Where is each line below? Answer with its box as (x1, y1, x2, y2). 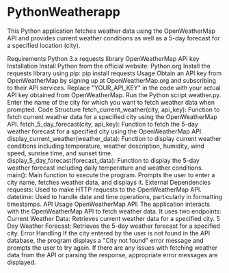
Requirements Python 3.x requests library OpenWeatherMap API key (7, 54, 200, 62)
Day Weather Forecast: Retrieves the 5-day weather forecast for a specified (7, 222, 221, 230)
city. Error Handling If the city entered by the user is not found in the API (7, 229, 211, 237)
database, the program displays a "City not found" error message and (7, 236, 204, 244)
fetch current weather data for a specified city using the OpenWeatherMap (7, 112, 217, 120)
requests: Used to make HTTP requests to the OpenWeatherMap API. (7, 185, 202, 194)
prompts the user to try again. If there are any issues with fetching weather (7, 244, 218, 252)
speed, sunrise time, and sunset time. (7, 148, 113, 157)
